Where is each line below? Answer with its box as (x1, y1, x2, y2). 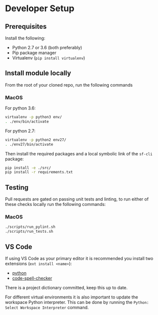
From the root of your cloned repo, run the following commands (5, 82, 133, 88)
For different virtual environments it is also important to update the (5, 294, 138, 300)
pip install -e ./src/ (5, 165, 51, 170)
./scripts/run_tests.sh (5, 229, 54, 234)
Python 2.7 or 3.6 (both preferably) (12, 45, 82, 50)
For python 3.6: (5, 105, 36, 111)
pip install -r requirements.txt (5, 170, 73, 175)
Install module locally (5, 69, 72, 77)
